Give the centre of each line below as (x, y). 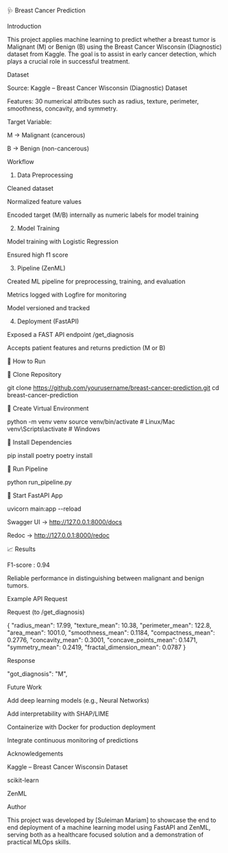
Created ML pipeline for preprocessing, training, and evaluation (97, 281)
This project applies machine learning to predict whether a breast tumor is (112, 39)
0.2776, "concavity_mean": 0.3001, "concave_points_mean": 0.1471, (102, 640)
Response (21, 661)
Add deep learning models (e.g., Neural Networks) (78, 700)
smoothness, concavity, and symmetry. (63, 108)
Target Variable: (29, 122)
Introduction (24, 26)
